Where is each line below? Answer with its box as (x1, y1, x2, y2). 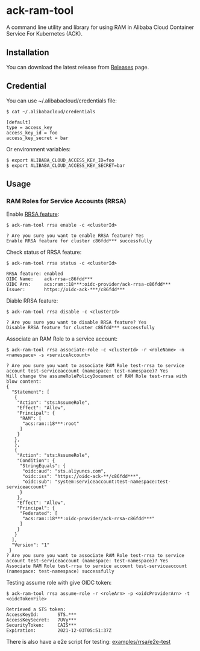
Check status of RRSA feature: (6, 248, 82, 256)
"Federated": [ (19, 511, 58, 517)
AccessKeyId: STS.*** (6, 612, 77, 618)
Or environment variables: (6, 145, 71, 153)
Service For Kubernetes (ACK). (6, 30, 83, 37)
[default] (6, 119, 31, 125)
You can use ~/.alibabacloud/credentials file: (6, 97, 117, 104)
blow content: (6, 379, 42, 385)
